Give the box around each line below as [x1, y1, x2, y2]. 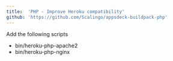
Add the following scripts [6, 30, 68, 37]
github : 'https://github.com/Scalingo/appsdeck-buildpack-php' [6, 14, 168, 20]
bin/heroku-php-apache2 [14, 42, 78, 49]
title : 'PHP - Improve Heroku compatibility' [6, 8, 125, 15]
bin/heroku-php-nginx [14, 48, 70, 55]
